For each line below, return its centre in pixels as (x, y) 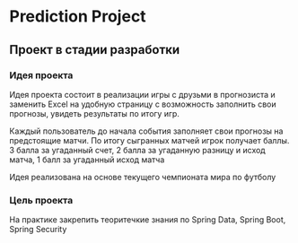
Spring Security (38, 230)
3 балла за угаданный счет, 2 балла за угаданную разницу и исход (138, 150)
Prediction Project (78, 17)
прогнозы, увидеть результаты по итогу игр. (94, 113)
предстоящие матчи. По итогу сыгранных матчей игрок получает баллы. (149, 140)
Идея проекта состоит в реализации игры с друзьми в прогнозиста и (142, 94)
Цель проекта (41, 200)
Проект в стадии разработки (95, 50)
